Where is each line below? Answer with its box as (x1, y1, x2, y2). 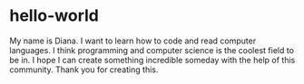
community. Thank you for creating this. (9, 64, 159, 75)
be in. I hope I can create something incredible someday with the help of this (9, 54, 296, 65)
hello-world (9, 5, 100, 26)
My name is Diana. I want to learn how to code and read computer (9, 35, 257, 46)
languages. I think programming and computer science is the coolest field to (9, 44, 295, 55)
